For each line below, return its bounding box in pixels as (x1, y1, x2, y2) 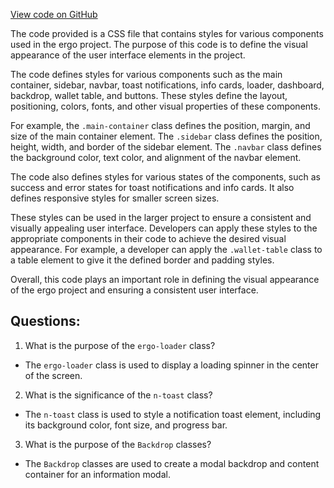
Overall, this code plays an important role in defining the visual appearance (10, 274, 320, 285)
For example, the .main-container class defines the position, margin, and (10, 120, 311, 131)
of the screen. (24, 369, 83, 381)
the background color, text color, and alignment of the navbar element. (10, 152, 302, 163)
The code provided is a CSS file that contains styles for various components (10, 28, 324, 39)
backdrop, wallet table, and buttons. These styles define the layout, (10, 90, 288, 101)
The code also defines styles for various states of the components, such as (10, 171, 321, 183)
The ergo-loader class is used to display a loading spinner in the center (24, 359, 319, 371)
